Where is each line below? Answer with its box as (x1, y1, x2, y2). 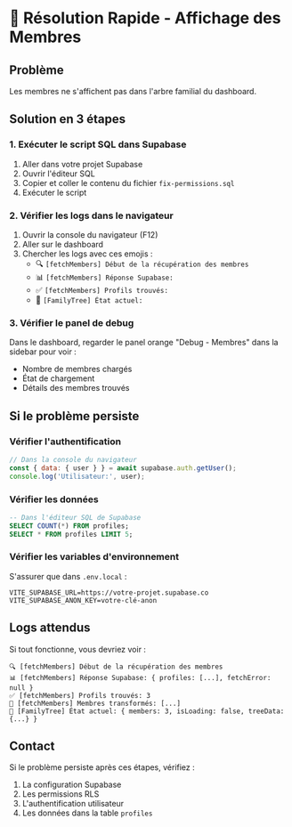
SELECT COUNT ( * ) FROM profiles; (9, 521, 129, 531)
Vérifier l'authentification (9, 435, 122, 448)
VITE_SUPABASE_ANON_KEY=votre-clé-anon (9, 596, 158, 604)
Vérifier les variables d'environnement (9, 551, 180, 563)
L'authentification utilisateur (21, 799, 125, 809)
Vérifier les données (9, 493, 100, 506)
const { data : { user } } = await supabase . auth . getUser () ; (9, 463, 238, 473)
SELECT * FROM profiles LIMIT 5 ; (9, 530, 134, 539)
